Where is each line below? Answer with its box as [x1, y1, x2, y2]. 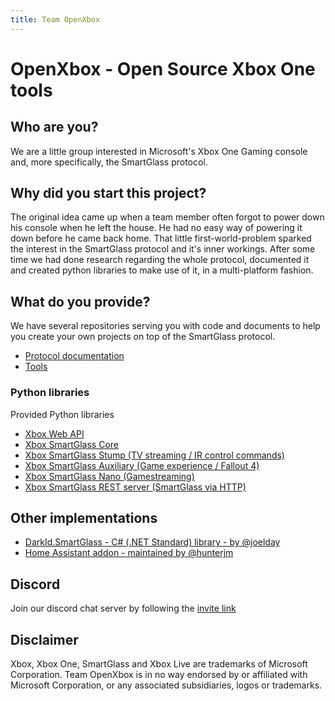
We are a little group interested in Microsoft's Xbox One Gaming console [10, 145, 308, 157]
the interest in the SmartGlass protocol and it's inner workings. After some [10, 243, 316, 255]
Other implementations [10, 509, 158, 526]
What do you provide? [10, 293, 151, 310]
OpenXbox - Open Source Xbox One [10, 57, 316, 80]
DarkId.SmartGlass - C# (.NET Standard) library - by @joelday [24, 536, 281, 548]
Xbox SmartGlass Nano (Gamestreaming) [24, 470, 195, 482]
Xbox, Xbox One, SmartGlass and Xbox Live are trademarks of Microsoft [10, 657, 308, 670]
